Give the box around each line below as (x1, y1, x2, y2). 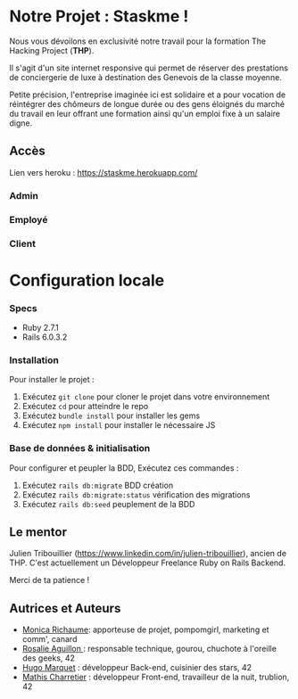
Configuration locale (9, 270, 165, 291)
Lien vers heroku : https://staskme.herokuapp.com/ (9, 167, 198, 177)
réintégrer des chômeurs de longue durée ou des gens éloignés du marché (9, 98, 286, 109)
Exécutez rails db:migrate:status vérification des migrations (21, 489, 251, 500)
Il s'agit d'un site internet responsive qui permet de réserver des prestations (9, 62, 288, 73)
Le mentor (9, 524, 68, 539)
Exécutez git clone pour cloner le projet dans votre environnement (21, 391, 270, 402)
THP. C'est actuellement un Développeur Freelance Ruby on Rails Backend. (9, 557, 286, 568)
